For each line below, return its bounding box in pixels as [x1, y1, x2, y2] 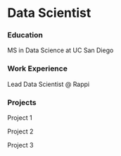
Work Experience [7, 64, 68, 73]
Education [7, 30, 44, 40]
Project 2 [7, 127, 34, 136]
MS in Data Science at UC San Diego [7, 46, 114, 54]
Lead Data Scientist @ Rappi [7, 80, 90, 88]
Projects [7, 97, 37, 107]
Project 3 [7, 141, 34, 150]
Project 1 [7, 114, 33, 122]
